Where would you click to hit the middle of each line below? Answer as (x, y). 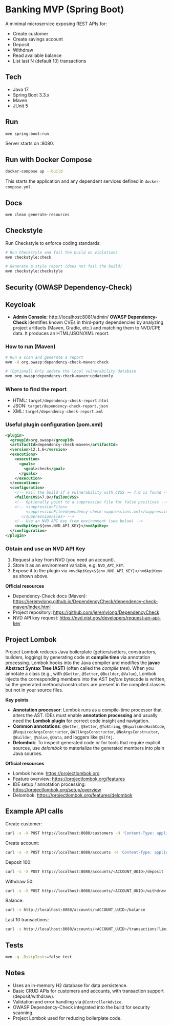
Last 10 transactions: (27, 920)
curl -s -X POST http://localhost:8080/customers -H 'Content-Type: (80, 833)
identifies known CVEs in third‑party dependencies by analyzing (96, 322)
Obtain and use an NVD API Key (45, 549)
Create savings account (38, 39)
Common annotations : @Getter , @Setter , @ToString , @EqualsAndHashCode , (89, 726)
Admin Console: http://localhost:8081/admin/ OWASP (70, 317)
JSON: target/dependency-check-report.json (60, 406)
